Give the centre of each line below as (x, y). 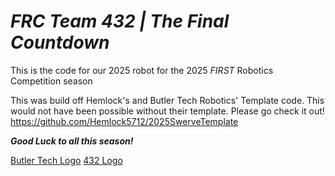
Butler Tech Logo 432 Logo (66, 160)
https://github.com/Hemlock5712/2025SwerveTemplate (124, 121)
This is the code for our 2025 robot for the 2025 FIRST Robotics (142, 70)
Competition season (51, 81)
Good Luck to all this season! (72, 141)
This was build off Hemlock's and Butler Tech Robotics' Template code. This (167, 100)
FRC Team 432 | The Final (120, 21)
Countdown (60, 42)
